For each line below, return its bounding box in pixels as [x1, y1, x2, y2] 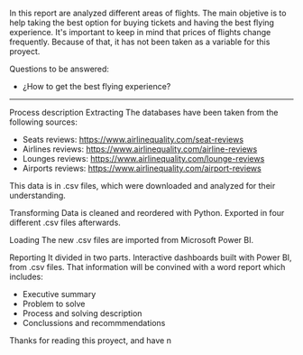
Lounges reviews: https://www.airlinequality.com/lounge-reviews [22, 154, 265, 163]
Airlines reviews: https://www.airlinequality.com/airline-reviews [22, 144, 258, 154]
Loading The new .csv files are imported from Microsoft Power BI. [9, 235, 254, 245]
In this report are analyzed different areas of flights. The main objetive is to [9, 8, 287, 18]
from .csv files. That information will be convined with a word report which [9, 262, 286, 272]
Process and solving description [22, 308, 142, 319]
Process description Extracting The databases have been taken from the [9, 107, 279, 117]
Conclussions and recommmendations [22, 318, 166, 328]
